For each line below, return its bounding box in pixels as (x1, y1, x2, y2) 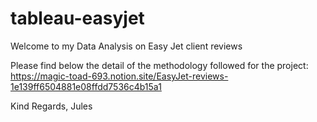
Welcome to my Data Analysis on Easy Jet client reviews (10, 40, 243, 52)
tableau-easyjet (10, 7, 145, 30)
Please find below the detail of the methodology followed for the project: (10, 59, 309, 71)
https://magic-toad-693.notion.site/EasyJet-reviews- (10, 70, 229, 82)
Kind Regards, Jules (10, 100, 93, 112)
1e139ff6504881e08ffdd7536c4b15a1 (10, 80, 162, 92)
